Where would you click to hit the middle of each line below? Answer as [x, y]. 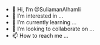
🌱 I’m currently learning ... [44, 22]
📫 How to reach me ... [40, 36]
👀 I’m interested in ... [38, 16]
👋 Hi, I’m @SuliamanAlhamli [46, 9]
